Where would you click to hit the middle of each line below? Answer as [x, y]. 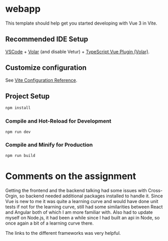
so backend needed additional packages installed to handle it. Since [91, 196]
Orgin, [12, 196]
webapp [23, 9]
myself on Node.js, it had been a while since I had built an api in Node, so [82, 217]
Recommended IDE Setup [47, 39]
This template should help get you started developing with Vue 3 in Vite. [81, 23]
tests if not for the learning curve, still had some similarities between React [84, 207]
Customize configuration [46, 68]
